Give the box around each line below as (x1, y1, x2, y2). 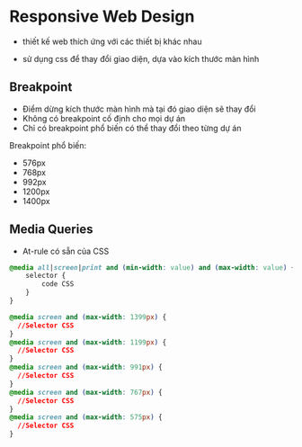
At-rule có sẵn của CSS (22, 246, 110, 256)
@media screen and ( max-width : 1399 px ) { (9, 312, 167, 321)
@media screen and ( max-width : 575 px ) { (9, 413, 164, 422)
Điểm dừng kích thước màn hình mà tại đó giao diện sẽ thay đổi (22, 103, 256, 114)
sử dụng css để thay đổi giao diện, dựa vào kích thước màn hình (22, 53, 260, 64)
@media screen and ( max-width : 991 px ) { (9, 362, 164, 372)
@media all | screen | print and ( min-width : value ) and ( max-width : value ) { (9, 263, 296, 272)
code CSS (41, 280, 75, 289)
